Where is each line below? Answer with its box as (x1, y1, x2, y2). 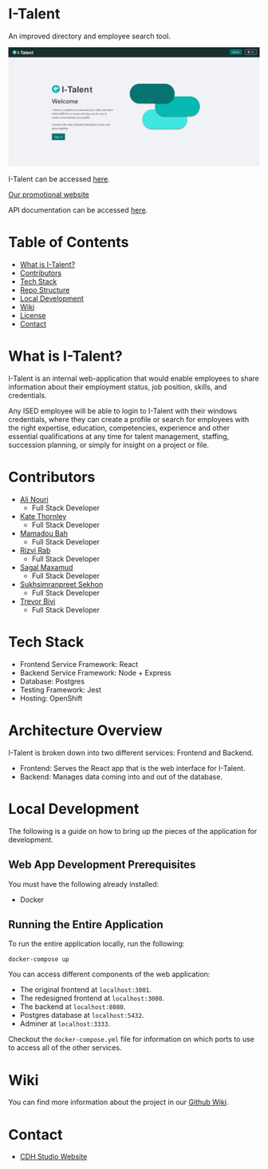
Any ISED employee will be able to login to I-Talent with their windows (8, 406, 238, 416)
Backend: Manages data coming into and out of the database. (19, 772, 223, 781)
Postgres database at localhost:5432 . (19, 1011, 144, 1020)
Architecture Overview (8, 721, 163, 740)
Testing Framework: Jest (19, 684, 102, 694)
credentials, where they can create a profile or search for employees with (8, 415, 250, 425)
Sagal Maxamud (19, 562, 73, 572)
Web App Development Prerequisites (8, 858, 196, 872)
